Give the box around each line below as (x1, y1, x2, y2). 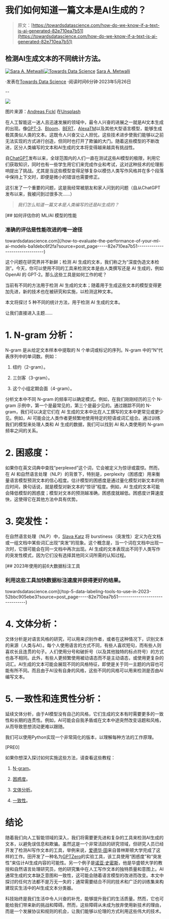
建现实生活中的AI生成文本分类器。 (5, 885, 76, 891)
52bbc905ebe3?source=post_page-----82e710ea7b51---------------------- (5, 594, 163, 600)
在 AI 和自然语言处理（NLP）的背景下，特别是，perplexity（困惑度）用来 (5, 471, 156, 477)
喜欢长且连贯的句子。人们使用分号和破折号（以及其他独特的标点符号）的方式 (5, 649, 164, 655)
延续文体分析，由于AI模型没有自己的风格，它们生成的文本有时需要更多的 (5, 711, 155, 717)
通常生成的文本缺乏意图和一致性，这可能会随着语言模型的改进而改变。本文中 (5, 872, 164, 878)
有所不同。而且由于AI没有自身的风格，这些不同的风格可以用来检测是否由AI (9, 668, 163, 674)
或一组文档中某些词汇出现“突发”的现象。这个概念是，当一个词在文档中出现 (5, 539, 159, 545)
